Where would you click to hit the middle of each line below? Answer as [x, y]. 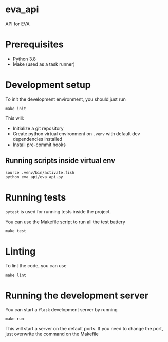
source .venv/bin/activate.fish [40, 173]
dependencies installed [38, 139]
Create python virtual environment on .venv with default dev [76, 133]
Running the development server [77, 295]
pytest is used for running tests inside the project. [58, 211]
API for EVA [17, 24]
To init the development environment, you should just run [66, 99]
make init [16, 109]
